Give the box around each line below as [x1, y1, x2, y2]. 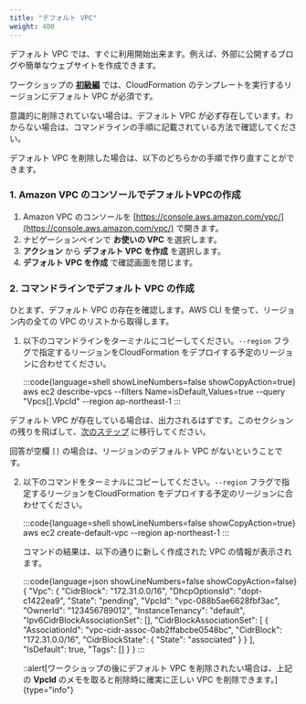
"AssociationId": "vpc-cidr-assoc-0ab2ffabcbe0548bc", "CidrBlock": [22, 624, 283, 635]
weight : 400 [9, 22, 55, 31]
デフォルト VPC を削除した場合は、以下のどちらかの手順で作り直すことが [9, 152, 287, 163]
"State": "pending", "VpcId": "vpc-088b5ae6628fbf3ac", [67, 595, 280, 606]
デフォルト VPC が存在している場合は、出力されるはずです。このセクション [9, 415, 294, 426]
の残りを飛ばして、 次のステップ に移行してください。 [9, 426, 211, 437]
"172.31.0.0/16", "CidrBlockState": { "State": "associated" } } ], [22, 635, 256, 645]
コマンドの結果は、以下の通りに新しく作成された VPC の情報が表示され [22, 546, 292, 558]
